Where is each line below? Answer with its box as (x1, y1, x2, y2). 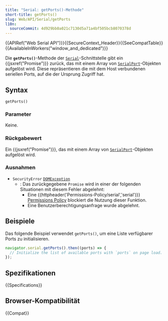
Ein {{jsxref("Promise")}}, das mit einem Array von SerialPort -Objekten (5, 146, 153, 152)
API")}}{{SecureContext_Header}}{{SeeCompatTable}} (50, 40, 163, 46)
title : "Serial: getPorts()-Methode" (5, 7, 84, 13)
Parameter (5, 110, 32, 117)
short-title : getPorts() (5, 12, 57, 17)
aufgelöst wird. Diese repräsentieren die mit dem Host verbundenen (5, 66, 145, 72)
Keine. (5, 122, 19, 129)
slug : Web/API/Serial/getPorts (5, 17, 71, 22)
